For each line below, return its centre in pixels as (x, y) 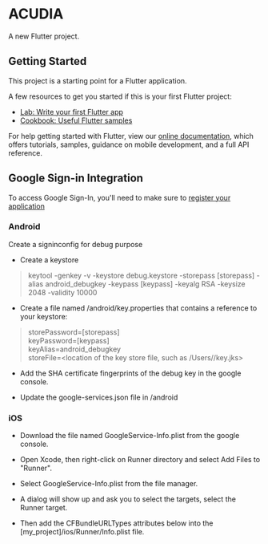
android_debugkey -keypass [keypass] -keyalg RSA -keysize (145, 284)
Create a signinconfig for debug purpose (76, 244)
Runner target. (44, 508)
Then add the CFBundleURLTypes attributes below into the (116, 523)
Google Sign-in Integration (76, 179)
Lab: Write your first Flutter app (72, 112)
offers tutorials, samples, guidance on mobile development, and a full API (129, 144)
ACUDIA (36, 14)
